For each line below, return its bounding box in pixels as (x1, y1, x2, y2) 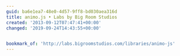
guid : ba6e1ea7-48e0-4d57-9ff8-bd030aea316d (6, 8, 117, 15)
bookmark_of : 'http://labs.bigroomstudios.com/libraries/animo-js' (6, 41, 176, 47)
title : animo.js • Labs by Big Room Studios (6, 14, 117, 20)
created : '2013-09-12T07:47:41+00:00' (6, 19, 102, 25)
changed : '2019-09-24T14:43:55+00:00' (6, 25, 102, 31)
